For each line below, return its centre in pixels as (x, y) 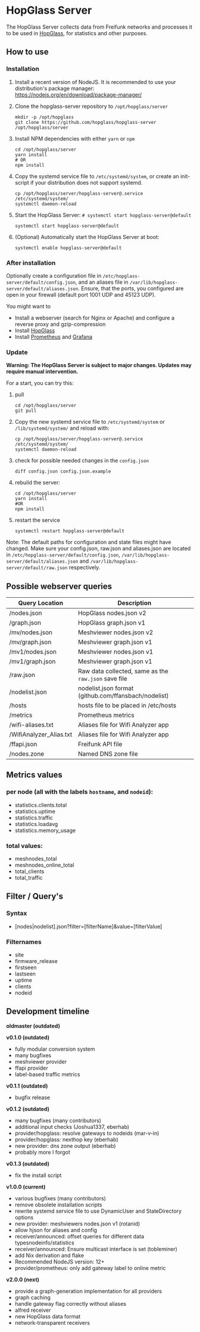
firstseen (26, 967)
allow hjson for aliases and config (56, 1230)
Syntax (17, 914)
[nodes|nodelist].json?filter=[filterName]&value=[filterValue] (88, 926)
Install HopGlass (35, 330)
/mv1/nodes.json (33, 652)
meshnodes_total (36, 859)
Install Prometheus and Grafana (54, 337)
